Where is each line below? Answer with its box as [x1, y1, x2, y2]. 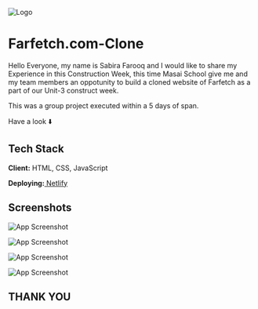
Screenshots [8, 201, 72, 215]
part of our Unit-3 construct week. [8, 85, 119, 95]
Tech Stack [8, 142, 64, 156]
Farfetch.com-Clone [8, 35, 144, 53]
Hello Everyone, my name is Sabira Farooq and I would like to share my [8, 60, 238, 70]
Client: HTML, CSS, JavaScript [8, 163, 108, 173]
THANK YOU [8, 290, 71, 304]
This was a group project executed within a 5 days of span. [8, 100, 199, 110]
